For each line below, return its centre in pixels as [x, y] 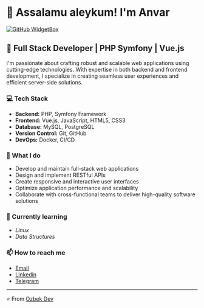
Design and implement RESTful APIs [60, 175]
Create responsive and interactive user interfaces [77, 182]
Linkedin [26, 274]
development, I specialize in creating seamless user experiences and [93, 76]
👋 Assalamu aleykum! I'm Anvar [88, 12]
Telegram [27, 281]
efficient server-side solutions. [45, 82]
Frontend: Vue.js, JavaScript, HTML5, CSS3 [70, 120]
